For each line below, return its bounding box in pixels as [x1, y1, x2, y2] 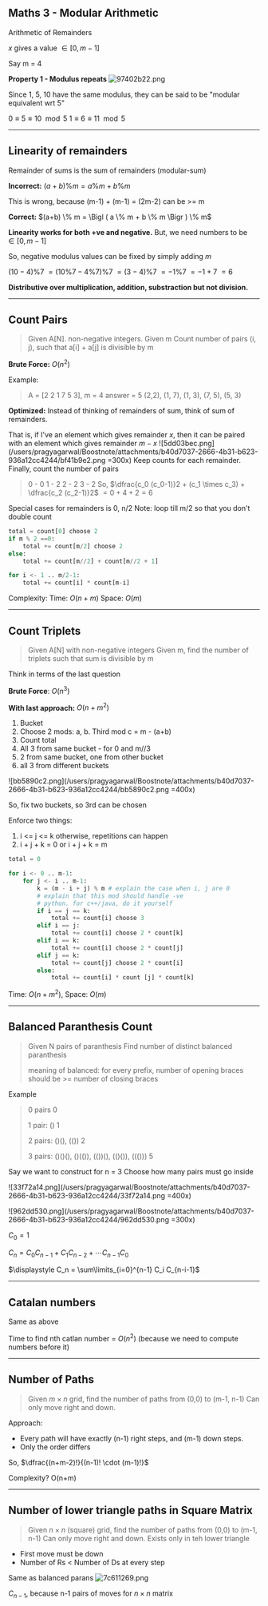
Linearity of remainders [8, 144, 128, 158]
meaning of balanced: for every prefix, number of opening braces [27, 1065, 244, 1074]
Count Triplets [8, 624, 81, 638]
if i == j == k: [37, 907, 91, 915]
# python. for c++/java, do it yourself [37, 899, 173, 907]
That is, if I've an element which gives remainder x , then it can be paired [8, 430, 246, 440]
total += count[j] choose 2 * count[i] [50, 958, 183, 966]
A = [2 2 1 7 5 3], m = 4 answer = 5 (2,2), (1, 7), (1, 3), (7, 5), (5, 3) [27, 391, 242, 401]
